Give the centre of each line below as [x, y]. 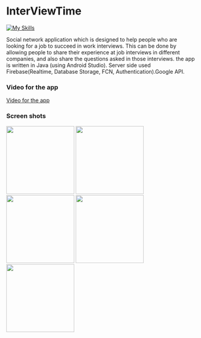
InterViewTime [44, 11]
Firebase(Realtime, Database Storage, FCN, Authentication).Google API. [96, 71]
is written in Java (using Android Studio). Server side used [78, 65]
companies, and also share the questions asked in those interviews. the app [101, 59]
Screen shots [26, 116]
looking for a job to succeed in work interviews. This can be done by [91, 46]
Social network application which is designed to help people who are [92, 39]
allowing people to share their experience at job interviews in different [93, 52]
